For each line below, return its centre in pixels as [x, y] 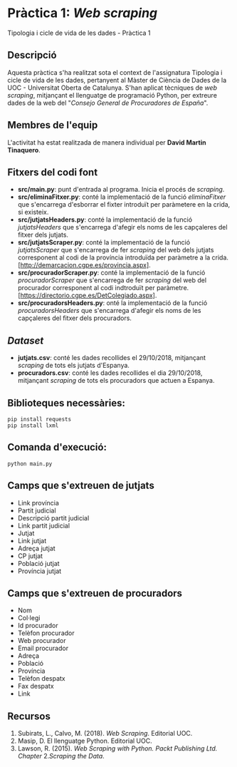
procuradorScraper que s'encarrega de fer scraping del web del [112, 280]
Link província [38, 503]
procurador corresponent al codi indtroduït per [86, 288]
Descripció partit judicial [53, 518]
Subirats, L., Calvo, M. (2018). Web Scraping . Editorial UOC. [105, 733]
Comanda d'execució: [57, 447]
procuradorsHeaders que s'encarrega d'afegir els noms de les [109, 311]
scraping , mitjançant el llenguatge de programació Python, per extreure [112, 95]
